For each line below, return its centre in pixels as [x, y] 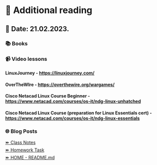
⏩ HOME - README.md [30, 157]
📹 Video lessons [26, 59]
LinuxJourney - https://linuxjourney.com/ [50, 73]
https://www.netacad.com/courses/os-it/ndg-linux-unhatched [73, 101]
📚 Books [16, 43]
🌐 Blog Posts [21, 131]
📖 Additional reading [49, 10]
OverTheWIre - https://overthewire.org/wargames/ [60, 85]
